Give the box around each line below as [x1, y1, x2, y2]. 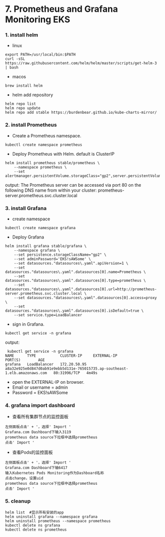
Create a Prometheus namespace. [12, 133, 82, 138]
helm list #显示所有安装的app [5, 510, 64, 515]
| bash [5, 65, 19, 70]
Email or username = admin [12, 384, 68, 390]
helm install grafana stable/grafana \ [5, 244, 87, 249]
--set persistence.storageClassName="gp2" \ [14, 252, 107, 257]
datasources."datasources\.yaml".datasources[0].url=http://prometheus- [5, 287, 157, 292]
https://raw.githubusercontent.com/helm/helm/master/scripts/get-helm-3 [5, 61, 157, 66]
